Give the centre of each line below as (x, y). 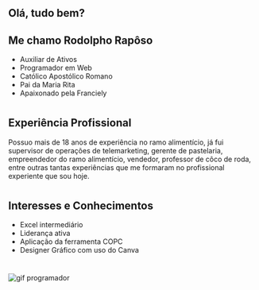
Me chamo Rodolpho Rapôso (81, 40)
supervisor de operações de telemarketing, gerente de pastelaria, (116, 150)
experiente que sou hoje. (49, 176)
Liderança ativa (45, 234)
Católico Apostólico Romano (66, 76)
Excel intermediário (51, 225)
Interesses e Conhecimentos (81, 205)
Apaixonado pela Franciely (63, 93)
